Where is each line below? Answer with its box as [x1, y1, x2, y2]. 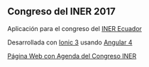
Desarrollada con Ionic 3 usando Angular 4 [7, 38, 133, 47]
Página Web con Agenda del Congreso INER [7, 51, 137, 60]
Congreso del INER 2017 [7, 6, 116, 18]
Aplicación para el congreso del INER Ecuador [7, 24, 142, 32]
